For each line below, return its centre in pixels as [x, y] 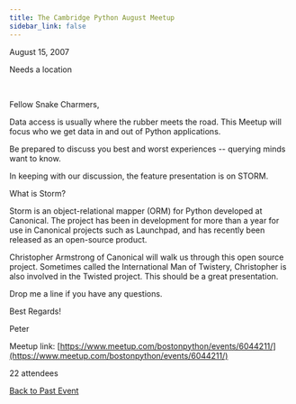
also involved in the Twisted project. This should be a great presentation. [144, 276]
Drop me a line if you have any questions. [86, 293]
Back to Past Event [44, 390]
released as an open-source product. [78, 239]
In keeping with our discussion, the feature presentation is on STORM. [139, 176]
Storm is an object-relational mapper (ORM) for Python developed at [136, 211]
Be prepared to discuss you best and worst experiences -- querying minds [148, 149]
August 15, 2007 [40, 51]
